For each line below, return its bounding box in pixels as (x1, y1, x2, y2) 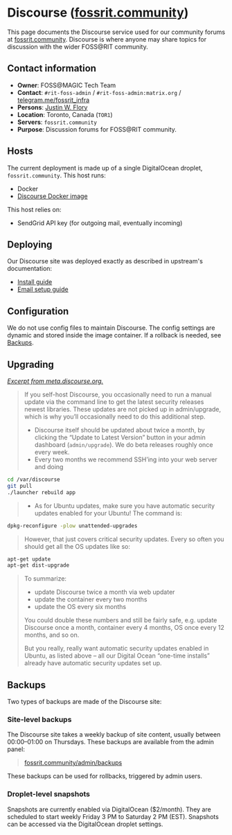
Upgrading (7, 358, 54, 370)
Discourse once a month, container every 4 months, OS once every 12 (24, 624, 225, 632)
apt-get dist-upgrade (7, 562, 70, 569)
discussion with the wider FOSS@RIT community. (7, 42, 148, 51)
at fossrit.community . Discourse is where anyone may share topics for (7, 35, 206, 43)
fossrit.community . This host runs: (7, 171, 106, 179)
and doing (34, 463, 64, 471)
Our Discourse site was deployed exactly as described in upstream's (7, 257, 203, 265)
